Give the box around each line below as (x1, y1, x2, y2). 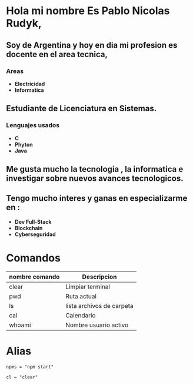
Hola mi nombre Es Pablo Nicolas (6, 4, 170, 18)
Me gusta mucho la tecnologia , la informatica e (6, 164, 184, 174)
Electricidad (14, 80, 45, 87)
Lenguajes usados (6, 121, 60, 130)
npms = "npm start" (6, 364, 54, 370)
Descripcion (82, 273, 117, 281)
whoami (9, 321, 31, 329)
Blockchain (14, 224, 43, 231)
